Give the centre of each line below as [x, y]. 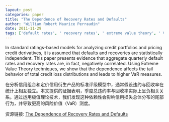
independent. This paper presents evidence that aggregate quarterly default [84, 58]
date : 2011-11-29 [23, 29]
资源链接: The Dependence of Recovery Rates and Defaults [67, 114]
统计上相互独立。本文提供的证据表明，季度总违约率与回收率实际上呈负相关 [82, 91]
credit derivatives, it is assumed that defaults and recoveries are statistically [84, 53]
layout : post [19, 10]
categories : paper [24, 15]
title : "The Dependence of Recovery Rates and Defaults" [66, 19]
